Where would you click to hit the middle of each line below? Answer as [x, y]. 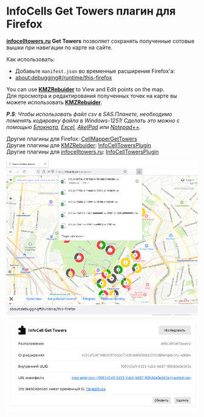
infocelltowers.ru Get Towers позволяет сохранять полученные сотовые [100, 41]
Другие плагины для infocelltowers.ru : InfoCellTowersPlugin [83, 152]
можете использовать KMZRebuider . [54, 102]
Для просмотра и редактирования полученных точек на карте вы [92, 96]
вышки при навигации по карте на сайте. [59, 47]
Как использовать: [31, 59]
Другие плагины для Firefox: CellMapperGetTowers [72, 139]
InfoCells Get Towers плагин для [91, 11]
